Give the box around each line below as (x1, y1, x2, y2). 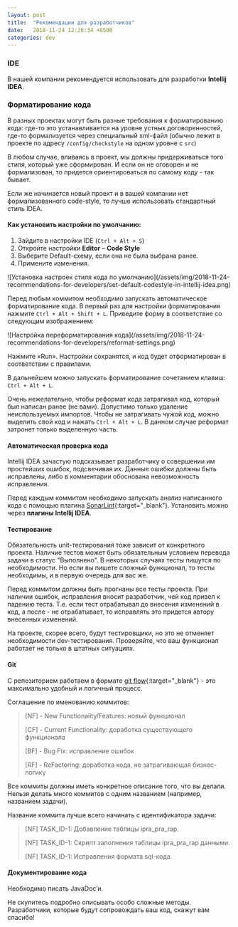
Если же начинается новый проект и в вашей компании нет (7, 189, 188, 197)
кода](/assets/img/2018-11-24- (114, 331, 205, 340)
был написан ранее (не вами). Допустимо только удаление (7, 402, 188, 411)
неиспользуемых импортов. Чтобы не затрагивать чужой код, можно (7, 410, 220, 419)
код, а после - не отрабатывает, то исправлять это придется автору (7, 607, 215, 616)
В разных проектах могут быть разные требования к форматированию (7, 116, 224, 125)
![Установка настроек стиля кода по (7, 273, 117, 281)
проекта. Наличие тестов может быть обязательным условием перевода (7, 548, 230, 557)
